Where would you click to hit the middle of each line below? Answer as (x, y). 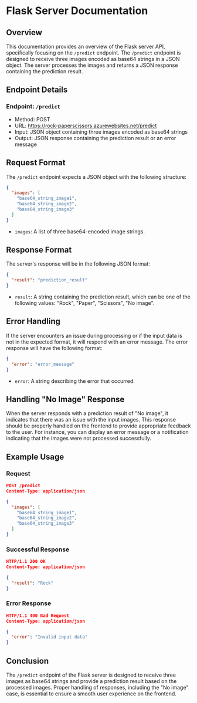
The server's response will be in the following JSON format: (78, 264)
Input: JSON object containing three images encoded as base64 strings (101, 132)
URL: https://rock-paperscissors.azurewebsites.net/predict (86, 125)
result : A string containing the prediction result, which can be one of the (102, 297)
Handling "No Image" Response (65, 399)
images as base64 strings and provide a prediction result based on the (91, 681)
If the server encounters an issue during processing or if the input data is (94, 335)
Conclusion (28, 661)
